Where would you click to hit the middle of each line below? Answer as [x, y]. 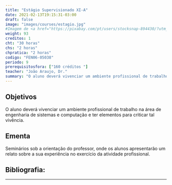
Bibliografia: [25, 169]
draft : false [19, 19]
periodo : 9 [17, 62]
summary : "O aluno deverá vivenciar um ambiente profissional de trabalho [87, 76]
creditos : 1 [18, 39]
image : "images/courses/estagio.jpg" [46, 24]
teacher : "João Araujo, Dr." [36, 72]
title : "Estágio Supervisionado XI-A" [47, 10]
